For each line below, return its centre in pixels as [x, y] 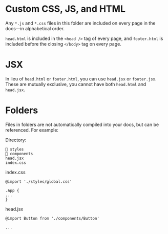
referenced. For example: [32, 130]
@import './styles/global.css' [39, 182]
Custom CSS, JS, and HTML [65, 9]
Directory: [16, 140]
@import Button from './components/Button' [52, 218]
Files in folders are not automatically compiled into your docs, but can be [82, 124]
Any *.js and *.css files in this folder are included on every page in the [80, 23]
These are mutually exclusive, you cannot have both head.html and [76, 84]
